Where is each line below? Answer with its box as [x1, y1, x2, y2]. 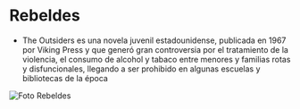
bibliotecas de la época [21, 72, 109, 83]
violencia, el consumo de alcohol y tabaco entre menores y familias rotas [21, 54, 291, 64]
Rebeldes [9, 5, 80, 26]
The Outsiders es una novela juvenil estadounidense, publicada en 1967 [21, 35, 287, 46]
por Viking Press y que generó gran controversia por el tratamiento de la [21, 44, 288, 54]
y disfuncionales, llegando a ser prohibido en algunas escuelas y [21, 63, 261, 74]
